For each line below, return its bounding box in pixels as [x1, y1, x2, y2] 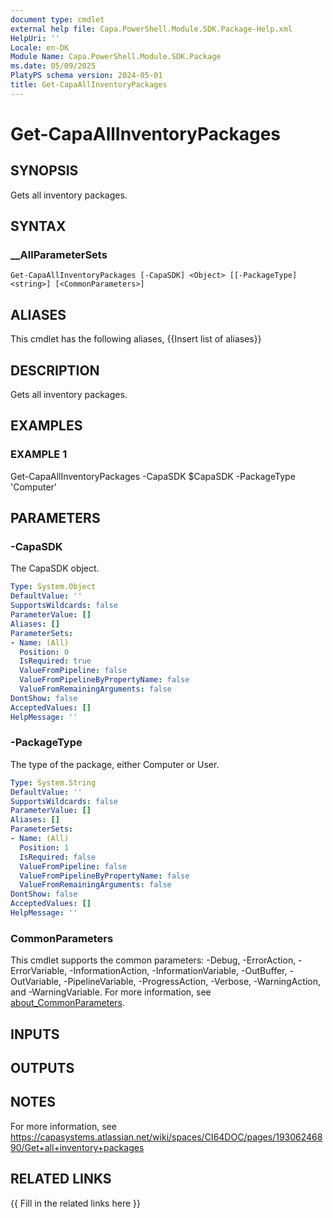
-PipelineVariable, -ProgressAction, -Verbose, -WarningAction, [63, 976, 322, 988]
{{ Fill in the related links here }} [10, 1197, 141, 1209]
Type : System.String [10, 777, 97, 788]
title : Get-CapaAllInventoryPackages [10, 80, 168, 90]
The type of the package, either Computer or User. [10, 758, 220, 770]
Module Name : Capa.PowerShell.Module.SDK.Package [10, 52, 222, 62]
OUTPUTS [10, 1060, 75, 1077]
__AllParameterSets [10, 248, 108, 262]
